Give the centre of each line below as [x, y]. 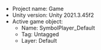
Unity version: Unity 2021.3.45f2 [53, 15]
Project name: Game [38, 9]
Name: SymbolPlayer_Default [58, 28]
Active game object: [37, 21]
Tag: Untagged [40, 34]
